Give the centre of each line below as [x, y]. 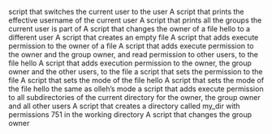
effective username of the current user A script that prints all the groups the [135, 20]
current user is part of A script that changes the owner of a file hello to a [129, 29]
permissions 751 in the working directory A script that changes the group [130, 115]
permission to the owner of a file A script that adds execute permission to [131, 46]
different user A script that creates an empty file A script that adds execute [134, 37]
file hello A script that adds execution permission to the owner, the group [130, 63]
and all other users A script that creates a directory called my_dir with [125, 106]
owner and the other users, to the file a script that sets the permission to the [136, 71]
